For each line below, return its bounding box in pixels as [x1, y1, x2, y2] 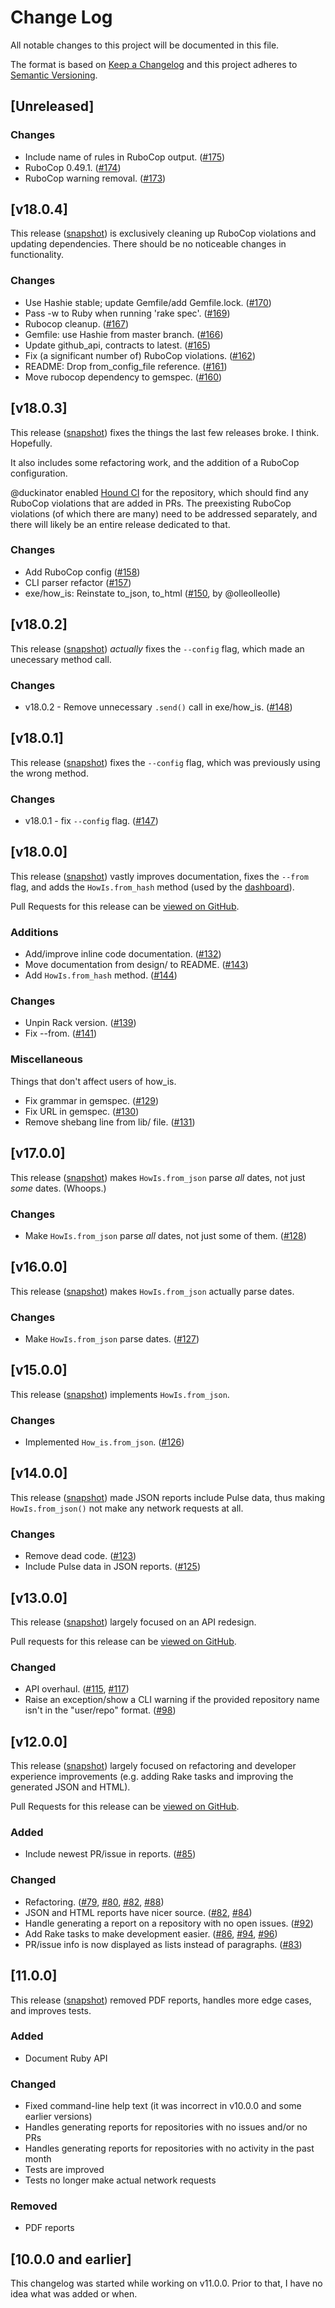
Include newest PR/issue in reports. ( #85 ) [24, 1848, 197, 1860]
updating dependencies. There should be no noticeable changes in [10, 238, 287, 250]
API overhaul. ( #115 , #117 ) [24, 1683, 130, 1695]
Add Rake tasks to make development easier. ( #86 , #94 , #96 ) [24, 1927, 278, 1940]
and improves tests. [10, 2004, 92, 2016]
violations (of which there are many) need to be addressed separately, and [10, 507, 318, 520]
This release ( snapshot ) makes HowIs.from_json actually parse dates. [10, 1285, 295, 1297]
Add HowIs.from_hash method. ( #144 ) [24, 969, 178, 981]
